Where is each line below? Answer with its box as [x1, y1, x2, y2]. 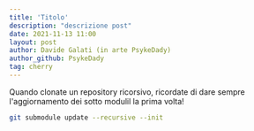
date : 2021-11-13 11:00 [9, 29, 97, 38]
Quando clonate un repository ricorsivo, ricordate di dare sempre [9, 86, 245, 97]
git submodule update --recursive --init [9, 112, 164, 122]
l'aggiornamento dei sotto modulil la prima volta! [9, 96, 185, 106]
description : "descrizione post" [9, 21, 132, 30]
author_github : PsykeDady [9, 54, 104, 63]
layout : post [9, 37, 57, 47]
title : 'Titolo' [9, 12, 69, 22]
